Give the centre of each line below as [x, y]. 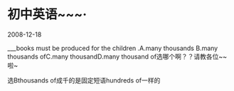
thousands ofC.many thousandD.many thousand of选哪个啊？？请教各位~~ [117, 56]
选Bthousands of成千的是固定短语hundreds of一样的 [84, 80]
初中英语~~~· [47, 14]
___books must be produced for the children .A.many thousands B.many [113, 48]
